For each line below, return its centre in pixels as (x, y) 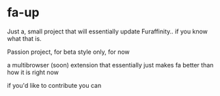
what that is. (25, 38)
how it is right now (33, 72)
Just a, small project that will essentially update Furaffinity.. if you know (108, 31)
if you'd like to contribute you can (54, 85)
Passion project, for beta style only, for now (68, 52)
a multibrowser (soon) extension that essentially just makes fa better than (110, 65)
